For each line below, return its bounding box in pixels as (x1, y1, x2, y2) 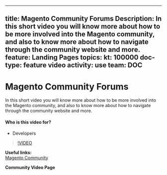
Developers (12, 130, 36, 136)
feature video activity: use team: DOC (23, 61, 143, 69)
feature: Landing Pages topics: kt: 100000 (5, 53, 139, 62)
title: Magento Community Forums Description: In (5, 14, 162, 23)
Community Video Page (5, 164, 56, 170)
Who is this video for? (5, 119, 51, 125)
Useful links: (5, 149, 32, 155)
